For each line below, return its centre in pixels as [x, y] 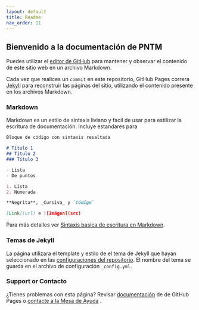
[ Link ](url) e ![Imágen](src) [44, 213]
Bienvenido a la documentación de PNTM [84, 47]
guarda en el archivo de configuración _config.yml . [69, 266]
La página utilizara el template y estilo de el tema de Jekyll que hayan [91, 253]
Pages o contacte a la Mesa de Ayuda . [54, 300]
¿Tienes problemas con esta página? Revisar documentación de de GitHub [98, 294]
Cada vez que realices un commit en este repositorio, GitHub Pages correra [98, 79]
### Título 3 [22, 159]
